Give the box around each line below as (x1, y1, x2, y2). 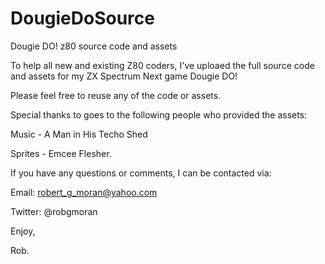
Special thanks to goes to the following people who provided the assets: (10, 108, 308, 121)
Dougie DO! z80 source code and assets (10, 40, 178, 52)
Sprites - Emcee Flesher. (10, 147, 112, 159)
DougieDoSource (10, 7, 155, 30)
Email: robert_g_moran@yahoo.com (10, 186, 158, 198)
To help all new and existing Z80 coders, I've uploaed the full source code (10, 59, 315, 71)
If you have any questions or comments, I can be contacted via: (10, 167, 272, 179)
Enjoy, (10, 225, 36, 237)
